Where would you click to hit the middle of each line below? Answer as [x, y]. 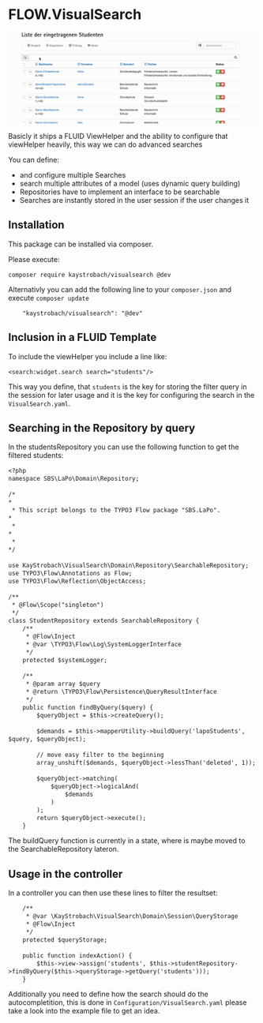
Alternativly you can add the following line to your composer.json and [120, 289]
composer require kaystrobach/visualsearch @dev [90, 275]
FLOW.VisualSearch [75, 15]
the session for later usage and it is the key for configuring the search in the [131, 395]
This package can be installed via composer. [81, 244]
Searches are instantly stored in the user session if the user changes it [134, 200]
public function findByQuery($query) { [88, 708]
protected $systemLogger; [65, 661]
